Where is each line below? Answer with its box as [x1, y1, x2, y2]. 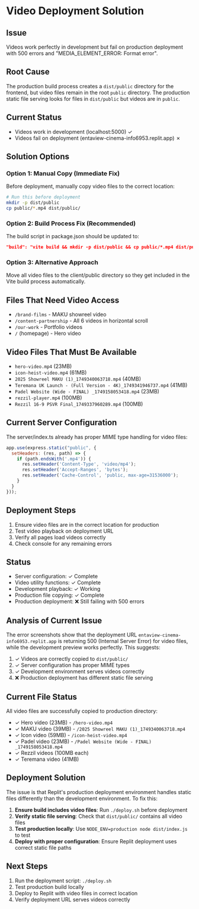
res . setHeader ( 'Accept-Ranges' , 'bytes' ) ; [21, 467, 129, 473]
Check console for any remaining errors [14, 540, 113, 547]
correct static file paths [14, 844, 72, 851]
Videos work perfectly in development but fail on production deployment [6, 43, 184, 50]
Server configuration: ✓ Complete [14, 573, 98, 580]
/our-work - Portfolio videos [14, 324, 83, 331]
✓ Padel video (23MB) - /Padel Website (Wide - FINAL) [14, 738, 152, 745]
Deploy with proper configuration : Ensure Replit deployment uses [14, 837, 177, 845]
